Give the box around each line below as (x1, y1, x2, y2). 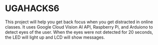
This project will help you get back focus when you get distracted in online (5, 19, 153, 25)
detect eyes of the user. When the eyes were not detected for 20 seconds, (5, 29, 153, 35)
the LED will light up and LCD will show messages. (5, 34, 105, 40)
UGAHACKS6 (5, 3, 59, 14)
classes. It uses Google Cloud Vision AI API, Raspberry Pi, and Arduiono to (5, 24, 153, 30)
